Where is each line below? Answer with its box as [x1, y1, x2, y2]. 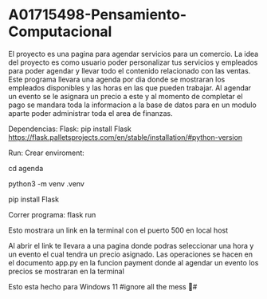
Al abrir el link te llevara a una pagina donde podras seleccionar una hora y [8, 241, 254, 250]
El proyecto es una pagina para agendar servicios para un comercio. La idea [8, 49, 259, 58]
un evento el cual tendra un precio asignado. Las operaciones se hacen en [8, 249, 253, 259]
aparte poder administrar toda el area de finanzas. [8, 108, 173, 118]
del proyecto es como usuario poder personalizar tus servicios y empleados [8, 58, 258, 67]
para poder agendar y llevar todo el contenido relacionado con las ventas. [8, 66, 251, 75]
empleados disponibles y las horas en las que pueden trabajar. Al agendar [8, 82, 252, 93]
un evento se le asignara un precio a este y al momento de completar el [8, 91, 243, 101]
